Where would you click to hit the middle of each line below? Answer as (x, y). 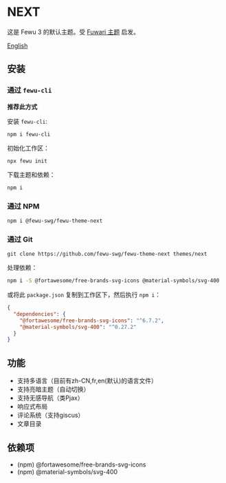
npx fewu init (27, 161)
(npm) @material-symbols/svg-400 (67, 471)
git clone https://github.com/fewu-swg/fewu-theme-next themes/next (107, 254)
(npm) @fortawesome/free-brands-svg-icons (81, 464)
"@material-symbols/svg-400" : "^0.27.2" (78, 327)
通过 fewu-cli (30, 90)
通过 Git (20, 239)
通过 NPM (23, 206)
